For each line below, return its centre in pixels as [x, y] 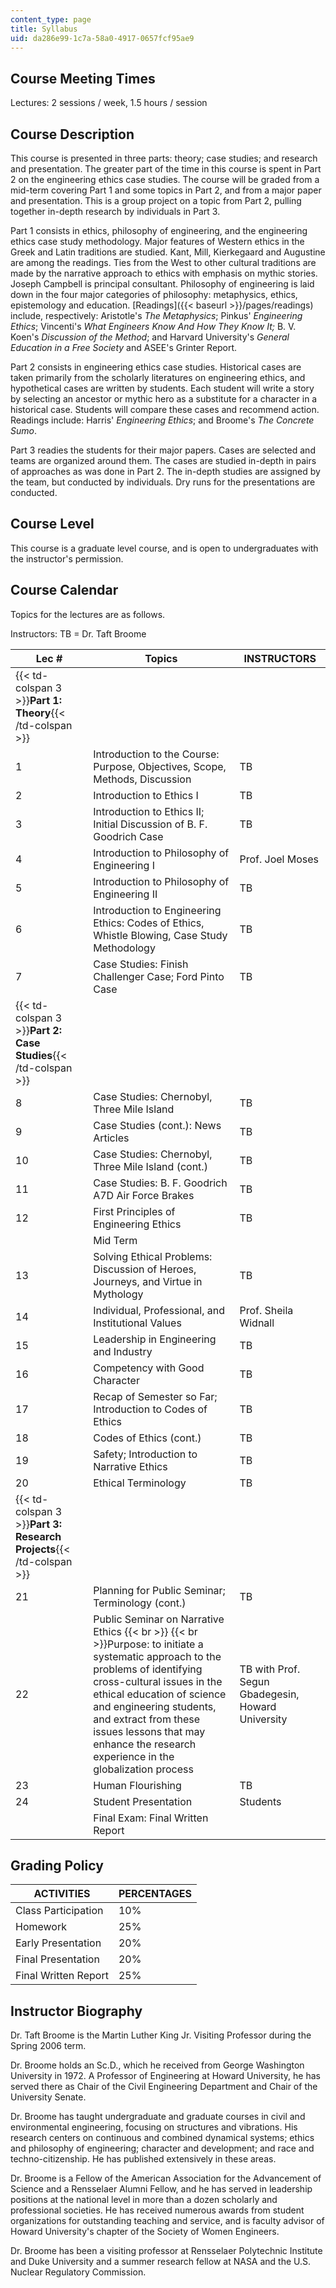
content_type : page [51, 19]
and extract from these [147, 1719]
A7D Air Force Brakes [144, 1195]
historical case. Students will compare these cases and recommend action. [165, 409]
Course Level [52, 524]
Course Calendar [64, 590]
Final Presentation [57, 1959]
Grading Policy [57, 1866]
